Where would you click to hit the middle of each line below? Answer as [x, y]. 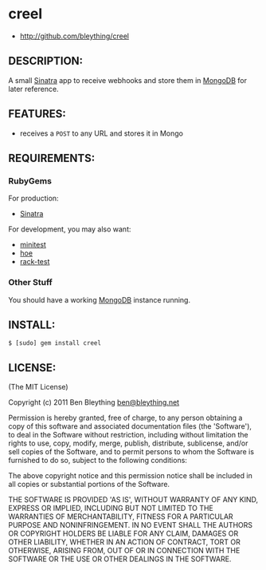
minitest [33, 245]
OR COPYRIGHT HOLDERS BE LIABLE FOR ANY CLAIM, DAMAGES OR [123, 534]
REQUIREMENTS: [52, 158]
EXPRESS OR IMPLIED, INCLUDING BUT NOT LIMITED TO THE [111, 509]
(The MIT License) [39, 387]
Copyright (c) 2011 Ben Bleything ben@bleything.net [94, 402]
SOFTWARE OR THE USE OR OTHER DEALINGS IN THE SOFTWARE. [120, 559]
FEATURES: [37, 114]
